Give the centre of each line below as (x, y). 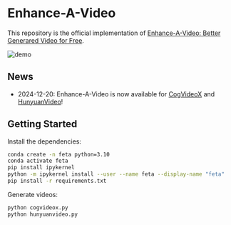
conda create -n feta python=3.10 (59, 154)
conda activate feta (38, 161)
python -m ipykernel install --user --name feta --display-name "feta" (116, 174)
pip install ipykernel (41, 168)
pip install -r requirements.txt (57, 181)
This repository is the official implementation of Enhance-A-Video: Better (114, 33)
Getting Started (42, 124)
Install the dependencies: (45, 141)
